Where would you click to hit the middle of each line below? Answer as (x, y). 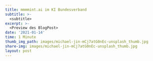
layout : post (18, 51)
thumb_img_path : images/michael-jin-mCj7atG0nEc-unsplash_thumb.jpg (77, 42)
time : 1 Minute (21, 37)
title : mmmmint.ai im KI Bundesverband (46, 10)
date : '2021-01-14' (25, 32)
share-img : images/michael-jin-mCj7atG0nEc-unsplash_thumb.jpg (71, 46)
